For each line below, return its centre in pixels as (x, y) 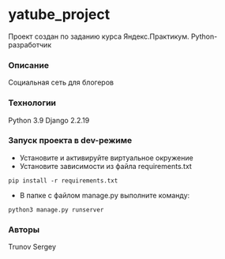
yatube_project (59, 15)
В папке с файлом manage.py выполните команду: (105, 195)
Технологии (32, 103)
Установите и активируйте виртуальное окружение (106, 158)
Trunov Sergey (32, 247)
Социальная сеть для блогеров (61, 83)
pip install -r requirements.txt (63, 180)
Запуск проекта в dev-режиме (70, 141)
